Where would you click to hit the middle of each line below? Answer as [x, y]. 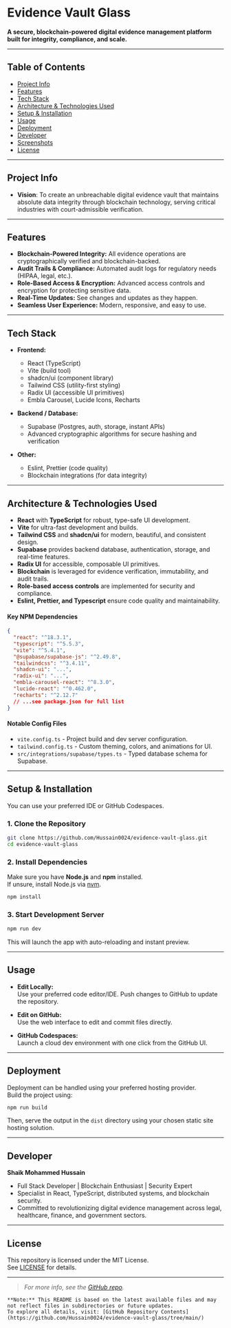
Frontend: [31, 350]
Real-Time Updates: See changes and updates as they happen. [107, 298]
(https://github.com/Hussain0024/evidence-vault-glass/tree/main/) [106, 1318]
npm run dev [24, 929]
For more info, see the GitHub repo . [74, 1287]
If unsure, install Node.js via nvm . [54, 884]
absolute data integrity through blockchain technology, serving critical [116, 202]
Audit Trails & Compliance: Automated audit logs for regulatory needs [117, 269]
